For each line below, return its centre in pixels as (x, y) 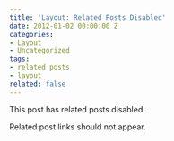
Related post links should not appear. (78, 127)
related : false (38, 84)
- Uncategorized (39, 51)
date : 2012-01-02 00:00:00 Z (64, 26)
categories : (31, 34)
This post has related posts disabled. (78, 109)
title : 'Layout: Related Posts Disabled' (88, 17)
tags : (19, 59)
